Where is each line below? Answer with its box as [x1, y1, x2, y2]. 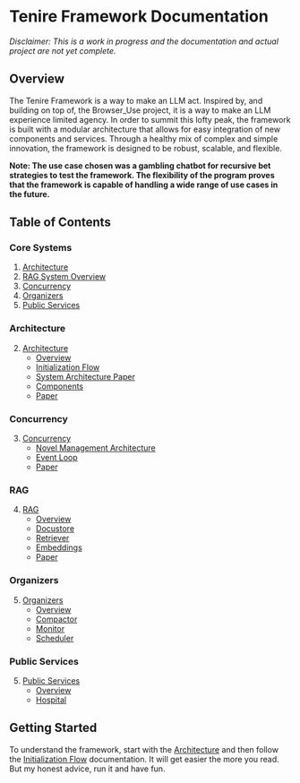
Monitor [35, 623, 65, 633]
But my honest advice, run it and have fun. [9, 763, 166, 774]
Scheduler [35, 632, 74, 643]
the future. [9, 188, 51, 199]
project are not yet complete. [9, 45, 116, 56]
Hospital [35, 694, 67, 705]
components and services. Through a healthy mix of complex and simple [9, 133, 279, 144]
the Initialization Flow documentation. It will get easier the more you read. [9, 753, 279, 764]
